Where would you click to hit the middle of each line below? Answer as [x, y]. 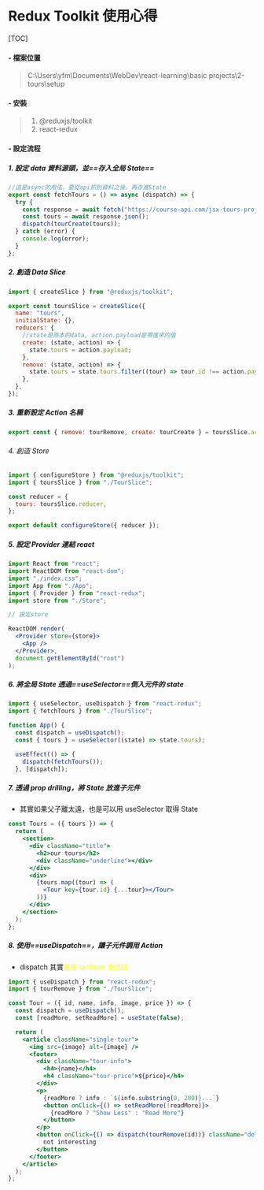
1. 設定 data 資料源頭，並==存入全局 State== [81, 168]
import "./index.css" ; [45, 578]
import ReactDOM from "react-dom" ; [66, 571]
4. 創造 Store [29, 451]
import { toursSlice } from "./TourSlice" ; [81, 482]
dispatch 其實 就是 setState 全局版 [74, 967]
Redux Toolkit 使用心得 [83, 16]
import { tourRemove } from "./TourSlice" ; [81, 989]
